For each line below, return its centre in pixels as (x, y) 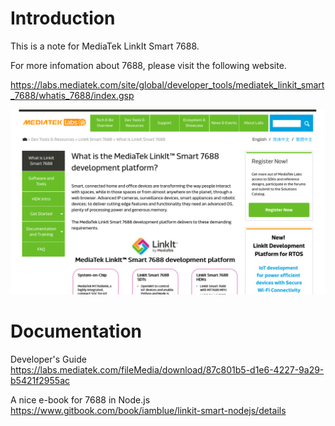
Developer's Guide (48, 359)
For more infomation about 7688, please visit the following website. (148, 65)
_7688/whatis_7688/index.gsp (72, 95)
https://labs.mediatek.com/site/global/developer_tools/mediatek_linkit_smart (167, 84)
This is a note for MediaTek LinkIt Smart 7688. (105, 46)
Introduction (63, 18)
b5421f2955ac (40, 381)
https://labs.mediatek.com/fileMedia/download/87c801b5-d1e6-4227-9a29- (167, 370)
